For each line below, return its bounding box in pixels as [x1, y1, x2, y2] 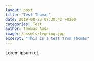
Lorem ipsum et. [5, 49, 40, 56]
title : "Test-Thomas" [5, 12, 51, 17]
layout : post [5, 7, 33, 13]
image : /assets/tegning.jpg [5, 31, 65, 36]
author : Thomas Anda [5, 26, 49, 32]
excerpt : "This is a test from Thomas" [5, 36, 90, 41]
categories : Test [5, 21, 42, 27]
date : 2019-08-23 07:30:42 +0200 [5, 17, 76, 22]
